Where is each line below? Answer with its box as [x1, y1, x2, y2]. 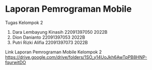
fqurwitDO [5, 59, 26, 65]
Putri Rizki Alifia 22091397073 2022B [12, 39, 88, 45]
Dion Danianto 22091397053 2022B [12, 34, 85, 40]
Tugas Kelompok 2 [5, 20, 43, 25]
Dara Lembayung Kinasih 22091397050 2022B [12, 29, 108, 35]
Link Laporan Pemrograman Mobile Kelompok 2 [5, 49, 102, 55]
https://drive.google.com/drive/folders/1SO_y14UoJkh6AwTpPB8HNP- [5, 54, 147, 60]
